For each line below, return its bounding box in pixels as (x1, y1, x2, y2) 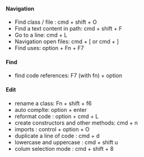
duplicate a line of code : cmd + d (14, 132, 100, 139)
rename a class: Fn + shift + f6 (14, 100, 92, 107)
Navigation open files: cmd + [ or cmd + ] (14, 38, 119, 45)
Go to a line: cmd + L (14, 31, 68, 39)
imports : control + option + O (14, 125, 90, 133)
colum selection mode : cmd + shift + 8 (14, 145, 114, 152)
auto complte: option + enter (14, 106, 87, 113)
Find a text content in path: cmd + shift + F (14, 25, 123, 32)
